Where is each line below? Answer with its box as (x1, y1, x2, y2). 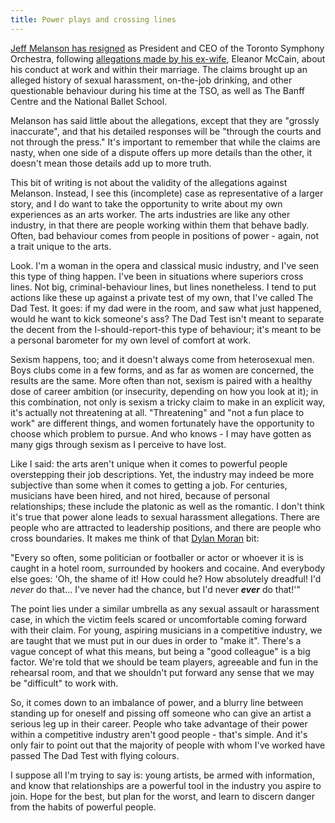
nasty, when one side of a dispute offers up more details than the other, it (10, 146, 313, 158)
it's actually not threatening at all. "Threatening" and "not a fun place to (10, 406, 305, 418)
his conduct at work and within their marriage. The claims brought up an (10, 63, 308, 75)
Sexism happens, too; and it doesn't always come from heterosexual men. (10, 353, 315, 365)
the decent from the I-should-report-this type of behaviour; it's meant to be (10, 323, 322, 335)
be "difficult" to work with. (10, 677, 119, 689)
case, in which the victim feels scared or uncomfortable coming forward (10, 613, 308, 625)
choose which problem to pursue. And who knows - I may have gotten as (10, 427, 312, 440)
